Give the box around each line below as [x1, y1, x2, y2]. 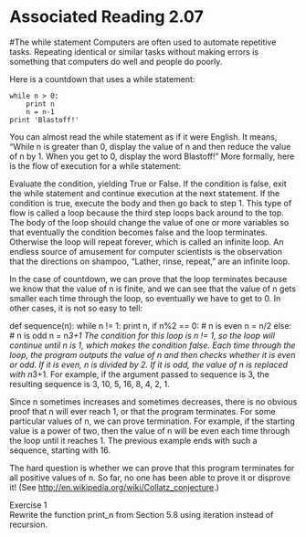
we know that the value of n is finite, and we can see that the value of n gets [9, 283, 297, 294]
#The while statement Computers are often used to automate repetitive [9, 37, 277, 47]
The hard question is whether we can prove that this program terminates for [9, 462, 295, 473]
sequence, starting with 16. [9, 445, 111, 456]
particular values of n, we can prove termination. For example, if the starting [9, 416, 295, 426]
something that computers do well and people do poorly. [9, 56, 223, 67]
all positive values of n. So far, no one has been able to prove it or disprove [9, 472, 290, 483]
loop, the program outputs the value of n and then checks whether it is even [9, 349, 296, 360]
